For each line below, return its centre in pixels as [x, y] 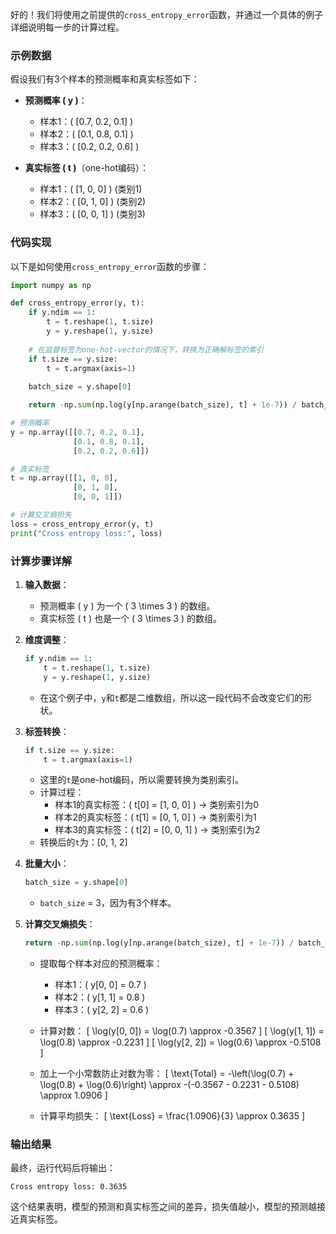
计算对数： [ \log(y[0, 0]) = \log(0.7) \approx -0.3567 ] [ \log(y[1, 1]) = [182, 1031]
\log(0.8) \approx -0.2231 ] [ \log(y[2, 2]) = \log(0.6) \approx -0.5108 [180, 1042]
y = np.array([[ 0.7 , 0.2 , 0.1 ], [77, 432]
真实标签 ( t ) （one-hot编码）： [86, 168]
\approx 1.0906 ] [73, 1095]
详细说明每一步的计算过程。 [67, 27]
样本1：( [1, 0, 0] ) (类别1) [91, 189]
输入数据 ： [47, 585]
